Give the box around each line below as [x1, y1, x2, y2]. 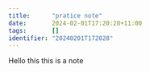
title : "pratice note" [8, 11, 103, 20]
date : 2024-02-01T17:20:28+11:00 [8, 19, 143, 27]
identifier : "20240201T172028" [8, 34, 114, 42]
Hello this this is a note [8, 56, 84, 66]
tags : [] [8, 26, 60, 34]
